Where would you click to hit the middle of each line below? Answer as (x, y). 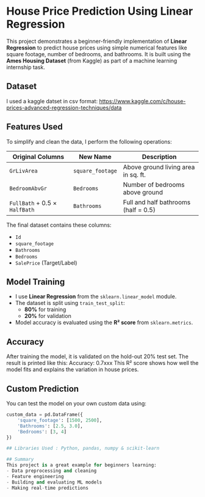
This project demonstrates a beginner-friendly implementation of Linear (97, 41)
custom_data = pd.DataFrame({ (45, 414)
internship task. (26, 67)
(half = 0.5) (139, 210)
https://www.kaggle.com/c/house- (142, 101)
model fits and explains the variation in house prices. (73, 370)
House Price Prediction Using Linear (100, 11)
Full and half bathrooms (157, 202)
